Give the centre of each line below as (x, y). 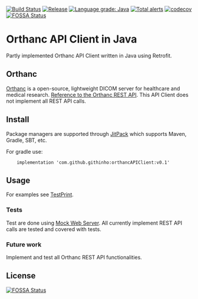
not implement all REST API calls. (46, 101)
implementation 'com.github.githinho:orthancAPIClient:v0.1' (93, 162)
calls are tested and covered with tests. (54, 229)
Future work (24, 244)
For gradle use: (24, 151)
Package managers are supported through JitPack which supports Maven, (96, 134)
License (21, 276)
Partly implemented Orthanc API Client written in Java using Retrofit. (89, 56)
